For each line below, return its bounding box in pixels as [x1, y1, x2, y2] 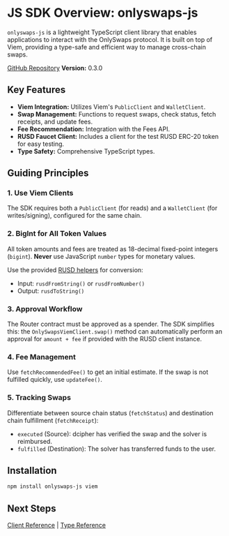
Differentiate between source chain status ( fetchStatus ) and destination [7, 408, 214, 417]
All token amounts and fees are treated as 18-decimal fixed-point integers [7, 244, 219, 253]
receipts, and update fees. [17, 117, 93, 126]
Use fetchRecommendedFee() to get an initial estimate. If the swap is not [7, 368, 209, 376]
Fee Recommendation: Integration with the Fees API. [17, 124, 171, 133]
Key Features [7, 84, 66, 96]
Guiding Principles [7, 167, 89, 179]
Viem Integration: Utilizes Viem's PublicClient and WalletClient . [17, 103, 206, 111]
